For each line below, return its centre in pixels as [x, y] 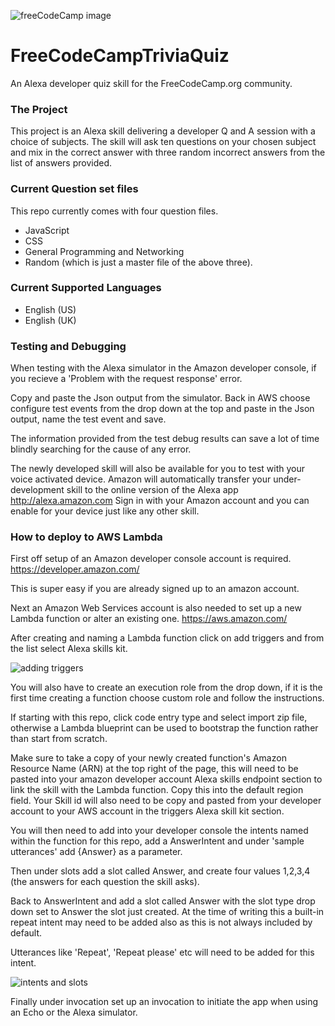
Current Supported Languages [86, 288]
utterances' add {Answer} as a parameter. [96, 852]
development [37, 490]
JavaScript [47, 230]
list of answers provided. [61, 163]
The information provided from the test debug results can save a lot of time [165, 439]
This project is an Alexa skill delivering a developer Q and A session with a [163, 131]
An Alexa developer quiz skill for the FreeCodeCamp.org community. [151, 83]
